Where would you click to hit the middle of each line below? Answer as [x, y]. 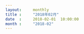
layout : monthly [27, 10]
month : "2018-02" [29, 24]
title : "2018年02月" [32, 14]
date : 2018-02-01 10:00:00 [42, 19]
